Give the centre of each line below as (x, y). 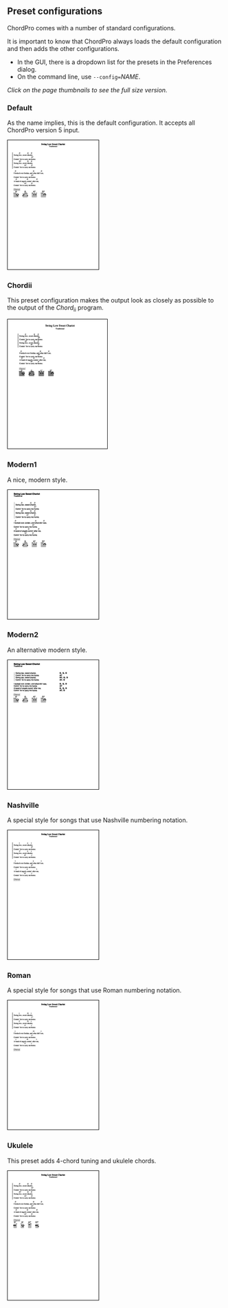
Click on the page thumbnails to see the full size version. (87, 90)
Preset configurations (55, 11)
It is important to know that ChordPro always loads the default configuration (114, 41)
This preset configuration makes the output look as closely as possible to (111, 300)
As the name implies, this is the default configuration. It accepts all (101, 123)
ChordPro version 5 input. (44, 130)
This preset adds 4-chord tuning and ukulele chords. (82, 1161)
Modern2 (23, 635)
